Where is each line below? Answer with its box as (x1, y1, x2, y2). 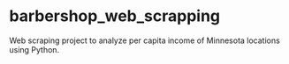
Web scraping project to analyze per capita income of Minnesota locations (9, 35, 280, 46)
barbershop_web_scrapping (9, 6, 221, 26)
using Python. (9, 44, 60, 54)
